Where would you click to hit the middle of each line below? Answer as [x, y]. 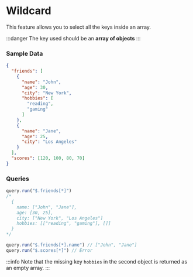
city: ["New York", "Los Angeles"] [60, 218]
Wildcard [29, 11]
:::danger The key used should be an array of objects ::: [73, 38]
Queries [18, 179]
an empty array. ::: [28, 268]
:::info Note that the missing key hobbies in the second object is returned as [97, 261]
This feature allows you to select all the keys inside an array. [78, 27]
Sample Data [25, 53]
